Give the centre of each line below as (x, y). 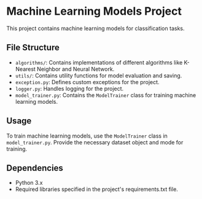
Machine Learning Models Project (94, 11)
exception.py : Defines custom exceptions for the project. (87, 82)
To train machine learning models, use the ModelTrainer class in (87, 136)
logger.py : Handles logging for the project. (69, 88)
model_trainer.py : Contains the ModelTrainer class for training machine (106, 95)
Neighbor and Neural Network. (76, 69)
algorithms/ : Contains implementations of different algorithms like (99, 62)
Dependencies (35, 168)
